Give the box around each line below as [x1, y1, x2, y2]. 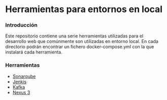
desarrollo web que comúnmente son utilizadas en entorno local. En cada [5, 38, 158, 44]
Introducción [5, 22, 38, 29]
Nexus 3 [12, 89, 30, 95]
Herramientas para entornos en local [5, 4, 163, 15]
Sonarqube [12, 73, 36, 79]
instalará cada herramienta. [5, 49, 62, 55]
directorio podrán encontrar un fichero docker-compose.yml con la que [5, 44, 154, 50]
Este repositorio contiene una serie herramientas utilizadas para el [5, 33, 143, 39]
